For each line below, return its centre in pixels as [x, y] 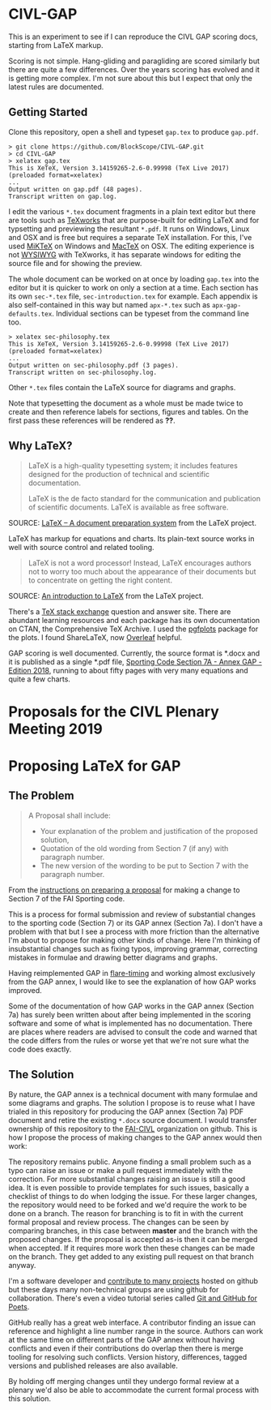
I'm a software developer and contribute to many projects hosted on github [133, 1281]
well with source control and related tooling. [82, 547]
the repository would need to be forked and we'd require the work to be [128, 1205]
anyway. [22, 1265]
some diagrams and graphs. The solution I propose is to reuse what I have [132, 1103]
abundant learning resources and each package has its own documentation [134, 620]
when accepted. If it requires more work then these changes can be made [132, 1248]
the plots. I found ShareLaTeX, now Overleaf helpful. [95, 637]
